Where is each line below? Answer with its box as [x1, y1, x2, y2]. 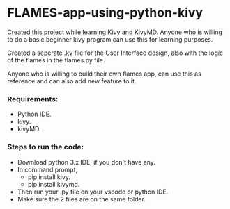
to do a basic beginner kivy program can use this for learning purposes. [7, 35, 213, 43]
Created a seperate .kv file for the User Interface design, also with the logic [7, 49, 224, 57]
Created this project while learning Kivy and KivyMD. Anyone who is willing [7, 28, 223, 36]
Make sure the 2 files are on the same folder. [17, 194, 146, 203]
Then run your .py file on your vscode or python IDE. [17, 187, 169, 196]
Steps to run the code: [7, 142, 84, 152]
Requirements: [7, 94, 59, 103]
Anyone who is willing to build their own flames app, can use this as [7, 69, 201, 78]
